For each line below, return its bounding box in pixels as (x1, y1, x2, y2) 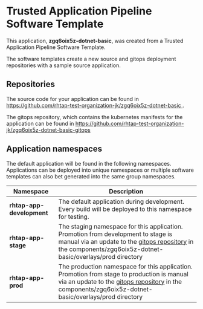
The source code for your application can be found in (6, 95, 139, 102)
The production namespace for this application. (58, 262, 193, 270)
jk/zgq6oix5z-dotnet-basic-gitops (6, 126, 91, 134)
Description (108, 187, 144, 195)
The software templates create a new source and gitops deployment (6, 55, 176, 62)
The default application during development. (58, 197, 184, 206)
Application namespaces (6, 144, 103, 154)
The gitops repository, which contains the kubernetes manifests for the (6, 113, 183, 120)
